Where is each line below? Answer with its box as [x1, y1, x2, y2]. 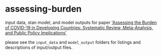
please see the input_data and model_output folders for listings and [5, 39, 141, 45]
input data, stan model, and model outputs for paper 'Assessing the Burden [5, 19, 157, 25]
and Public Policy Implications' [5, 30, 67, 36]
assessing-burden [5, 3, 82, 15]
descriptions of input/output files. [5, 44, 73, 50]
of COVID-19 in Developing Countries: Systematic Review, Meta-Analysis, [5, 24, 153, 30]
